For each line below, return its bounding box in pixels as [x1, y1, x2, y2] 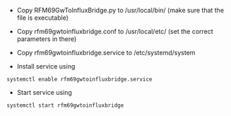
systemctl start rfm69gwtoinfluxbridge [6, 102, 124, 109]
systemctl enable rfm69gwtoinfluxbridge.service [6, 76, 153, 83]
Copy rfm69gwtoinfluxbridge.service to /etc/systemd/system [16, 49, 196, 57]
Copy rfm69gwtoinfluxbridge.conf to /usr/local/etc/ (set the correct [16, 28, 213, 35]
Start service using [16, 88, 72, 96]
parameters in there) [16, 35, 77, 43]
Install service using [16, 62, 76, 70]
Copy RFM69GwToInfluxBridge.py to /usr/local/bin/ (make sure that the [16, 6, 224, 14]
